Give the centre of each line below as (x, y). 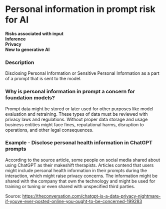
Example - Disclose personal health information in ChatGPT (79, 143)
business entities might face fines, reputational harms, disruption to (74, 124)
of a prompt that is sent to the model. (43, 79)
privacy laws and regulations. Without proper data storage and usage (76, 119)
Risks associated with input (34, 33)
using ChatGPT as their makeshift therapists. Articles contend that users (79, 165)
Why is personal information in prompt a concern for (70, 92)
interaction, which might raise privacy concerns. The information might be (81, 176)
